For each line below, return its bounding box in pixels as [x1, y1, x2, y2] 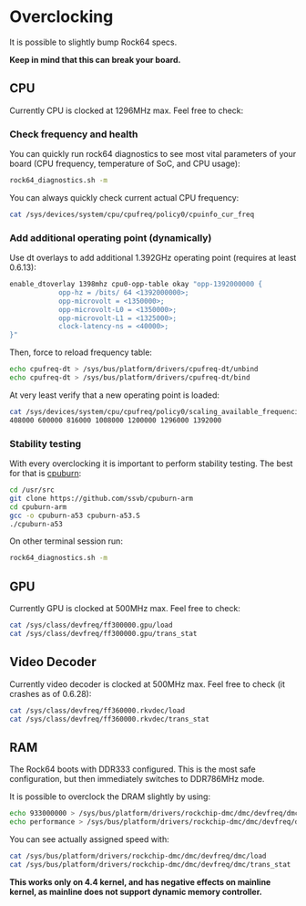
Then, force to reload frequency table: [9, 347, 153, 358]
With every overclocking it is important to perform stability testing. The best [9, 458, 293, 469]
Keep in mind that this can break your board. [9, 54, 181, 65]
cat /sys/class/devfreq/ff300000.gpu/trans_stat [9, 629, 198, 638]
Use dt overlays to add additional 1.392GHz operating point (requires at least [9, 253, 297, 264]
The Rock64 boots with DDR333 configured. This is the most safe [9, 764, 257, 775]
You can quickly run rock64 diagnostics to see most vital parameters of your [9, 149, 297, 160]
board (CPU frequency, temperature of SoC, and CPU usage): [9, 158, 241, 170]
